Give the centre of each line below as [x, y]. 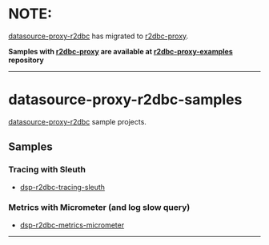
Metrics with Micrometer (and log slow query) [99, 207]
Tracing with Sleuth [47, 170]
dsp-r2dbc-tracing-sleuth [62, 187]
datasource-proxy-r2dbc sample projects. [77, 121]
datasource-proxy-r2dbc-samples [125, 100]
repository [26, 60]
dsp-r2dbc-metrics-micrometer [72, 225]
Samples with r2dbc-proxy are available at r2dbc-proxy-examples [121, 51]
